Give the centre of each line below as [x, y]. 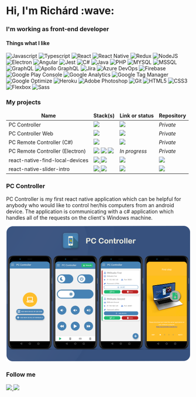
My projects [23, 102]
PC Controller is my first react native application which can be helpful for [94, 199]
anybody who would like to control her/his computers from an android [90, 205]
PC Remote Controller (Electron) [47, 151]
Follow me [21, 375]
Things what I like [28, 43]
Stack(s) [104, 116]
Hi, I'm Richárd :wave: [60, 11]
